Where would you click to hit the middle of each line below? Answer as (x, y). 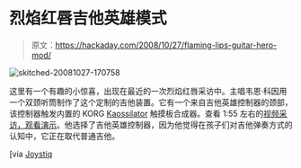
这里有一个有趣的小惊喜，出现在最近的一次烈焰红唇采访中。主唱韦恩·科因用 (148, 91)
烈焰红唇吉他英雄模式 (89, 18)
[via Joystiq (31, 154)
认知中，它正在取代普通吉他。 (64, 136)
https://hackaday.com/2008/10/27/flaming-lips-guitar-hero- (166, 45)
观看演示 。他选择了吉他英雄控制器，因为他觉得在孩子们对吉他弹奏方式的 (159, 124)
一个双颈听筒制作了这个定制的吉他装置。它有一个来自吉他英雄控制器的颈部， (151, 102)
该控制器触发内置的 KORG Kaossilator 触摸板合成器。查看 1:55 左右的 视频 (145, 113)
